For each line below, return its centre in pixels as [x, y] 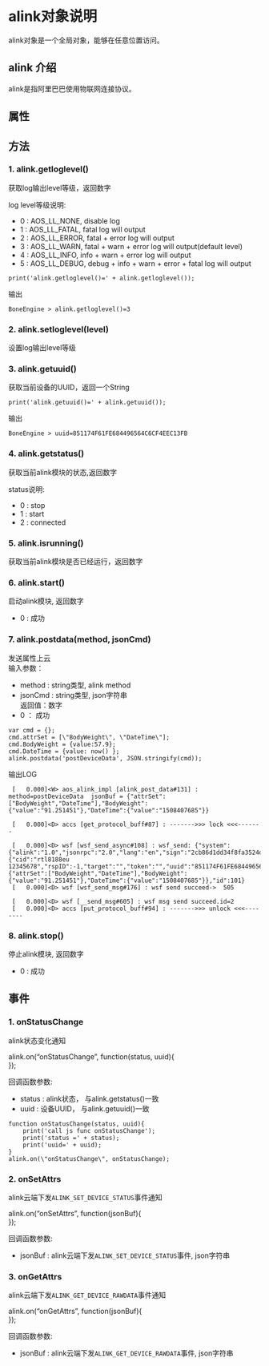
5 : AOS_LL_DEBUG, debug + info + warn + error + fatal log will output [136, 263]
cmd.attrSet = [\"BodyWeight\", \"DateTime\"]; [89, 737]
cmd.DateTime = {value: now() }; [64, 751]
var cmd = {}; [32, 730]
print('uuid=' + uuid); [62, 1145]
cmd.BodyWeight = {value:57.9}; [62, 744]
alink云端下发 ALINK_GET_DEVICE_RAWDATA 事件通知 [87, 1295]
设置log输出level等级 [42, 348]
